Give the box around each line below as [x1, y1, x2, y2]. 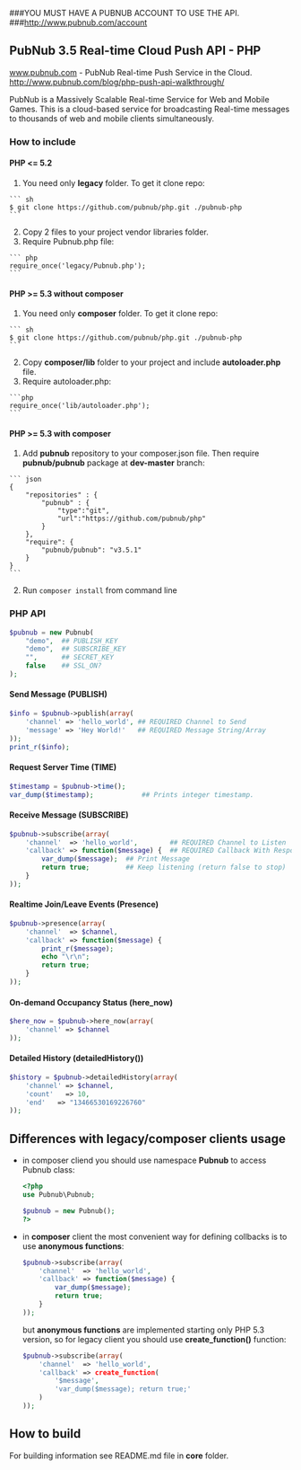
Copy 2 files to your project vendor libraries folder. [21, 226, 209, 237]
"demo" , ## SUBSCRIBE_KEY [25, 644, 126, 654]
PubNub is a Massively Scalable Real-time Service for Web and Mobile [9, 93, 271, 104]
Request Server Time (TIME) [9, 762, 117, 773]
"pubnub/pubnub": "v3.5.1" [41, 545, 142, 555]
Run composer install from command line [21, 585, 177, 596]
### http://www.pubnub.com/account [9, 17, 148, 28]
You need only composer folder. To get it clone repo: [21, 308, 219, 319]
